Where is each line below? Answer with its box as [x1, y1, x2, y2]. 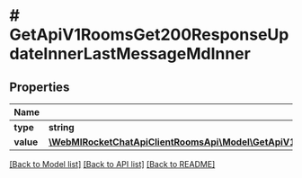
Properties [9, 79, 70, 94]
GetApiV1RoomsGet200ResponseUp [9, 24, 289, 45]
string [48, 121, 75, 133]
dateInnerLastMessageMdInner [9, 44, 252, 64]
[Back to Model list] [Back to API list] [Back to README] [9, 159, 216, 169]
